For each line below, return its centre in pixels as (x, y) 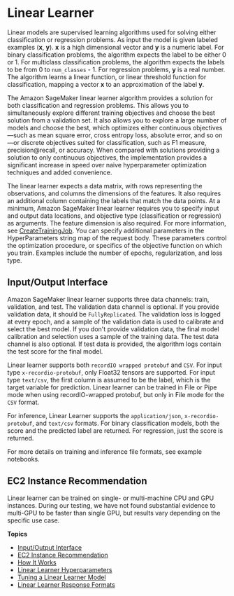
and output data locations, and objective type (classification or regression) (115, 216)
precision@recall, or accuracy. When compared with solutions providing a (114, 150)
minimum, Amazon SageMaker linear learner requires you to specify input (113, 208)
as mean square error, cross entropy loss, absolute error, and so (121, 135)
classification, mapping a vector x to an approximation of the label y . (106, 84)
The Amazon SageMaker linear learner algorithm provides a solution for (110, 98)
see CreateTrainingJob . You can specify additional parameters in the (106, 230)
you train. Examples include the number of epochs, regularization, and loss (115, 253)
